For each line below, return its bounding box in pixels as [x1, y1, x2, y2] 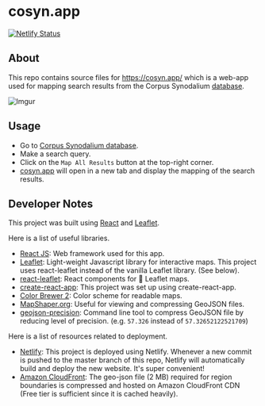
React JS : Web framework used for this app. [19, 249, 165, 259]
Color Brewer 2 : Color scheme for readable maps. [19, 291, 182, 301]
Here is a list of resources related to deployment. [8, 331, 168, 341]
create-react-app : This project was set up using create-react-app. [19, 282, 236, 292]
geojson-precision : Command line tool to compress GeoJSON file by [19, 308, 244, 317]
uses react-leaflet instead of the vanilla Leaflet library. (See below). [19, 266, 240, 275]
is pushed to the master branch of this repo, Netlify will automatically [19, 355, 245, 365]
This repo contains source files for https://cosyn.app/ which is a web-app [8, 72, 249, 82]
